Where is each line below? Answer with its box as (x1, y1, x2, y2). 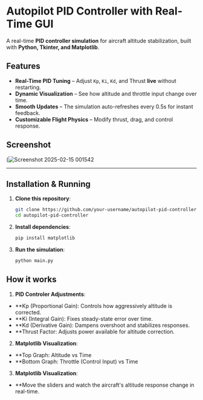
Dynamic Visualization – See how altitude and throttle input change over (14, 90, 197, 97)
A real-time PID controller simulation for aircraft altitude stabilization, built (6, 37, 192, 44)
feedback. (14, 109, 40, 116)
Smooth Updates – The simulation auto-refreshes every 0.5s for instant (14, 103, 193, 110)
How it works (6, 274, 57, 285)
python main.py (14, 258, 54, 264)
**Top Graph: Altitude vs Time (14, 351, 92, 358)
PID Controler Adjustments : (14, 290, 86, 298)
